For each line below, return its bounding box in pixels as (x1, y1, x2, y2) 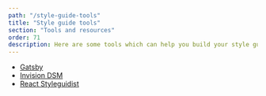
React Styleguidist (19, 79, 79, 89)
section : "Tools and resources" (8, 26, 115, 34)
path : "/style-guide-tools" (8, 11, 101, 20)
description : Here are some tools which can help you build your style (8, 41, 249, 49)
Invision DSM (19, 71, 63, 80)
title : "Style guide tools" (8, 19, 101, 27)
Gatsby (19, 62, 44, 72)
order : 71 (8, 33, 41, 42)
